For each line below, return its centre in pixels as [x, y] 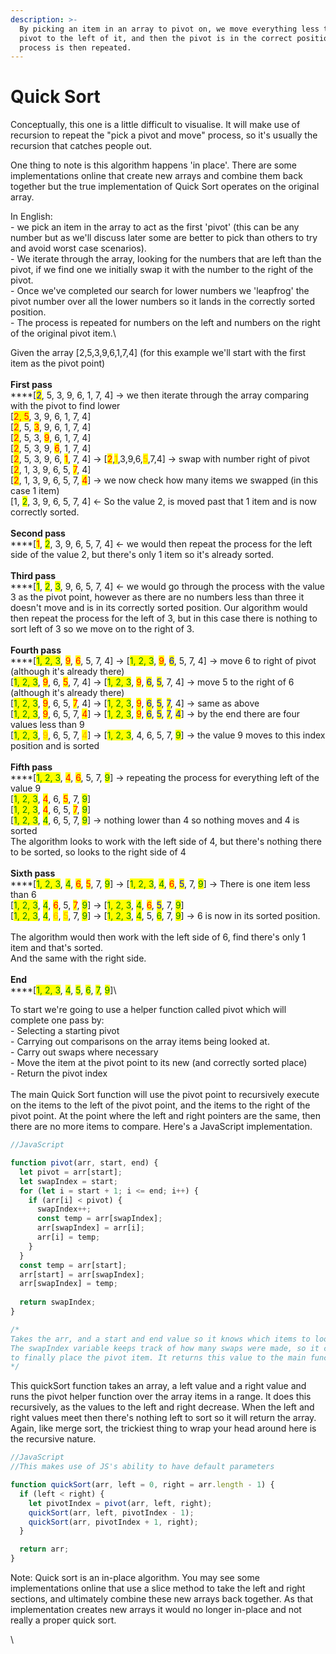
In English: [31, 217]
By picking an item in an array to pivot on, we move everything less [169, 29]
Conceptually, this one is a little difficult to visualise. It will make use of [155, 125]
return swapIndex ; [58, 1302]
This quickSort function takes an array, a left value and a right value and [158, 1386]
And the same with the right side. [78, 958]
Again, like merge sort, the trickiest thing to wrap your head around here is [163, 1428]
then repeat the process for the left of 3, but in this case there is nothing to [164, 618]
